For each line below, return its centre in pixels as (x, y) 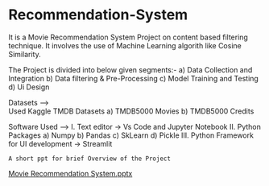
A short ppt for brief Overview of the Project (90, 159)
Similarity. (25, 54)
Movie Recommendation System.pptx (70, 173)
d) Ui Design (29, 87)
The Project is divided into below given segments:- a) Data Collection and (130, 69)
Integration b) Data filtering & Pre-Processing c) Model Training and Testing (134, 78)
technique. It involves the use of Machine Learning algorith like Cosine (125, 45)
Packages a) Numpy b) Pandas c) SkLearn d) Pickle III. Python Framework (131, 135)
